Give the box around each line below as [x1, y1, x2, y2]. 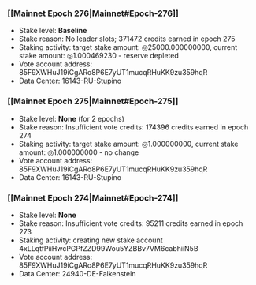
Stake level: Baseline [18, 26, 87, 36]
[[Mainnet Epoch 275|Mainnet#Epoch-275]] [7, 96, 179, 107]
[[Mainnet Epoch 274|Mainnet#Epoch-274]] [7, 192, 179, 203]
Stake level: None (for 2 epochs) [18, 114, 125, 123]
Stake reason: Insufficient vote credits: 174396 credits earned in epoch [18, 122, 249, 132]
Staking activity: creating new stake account [18, 235, 163, 245]
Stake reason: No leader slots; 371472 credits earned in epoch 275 [18, 34, 236, 43]
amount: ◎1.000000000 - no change [18, 147, 139, 157]
